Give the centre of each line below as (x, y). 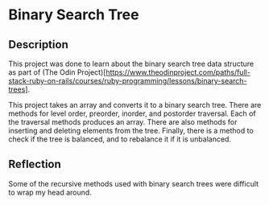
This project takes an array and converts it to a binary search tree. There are (135, 105)
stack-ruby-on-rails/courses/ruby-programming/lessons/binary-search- (128, 81)
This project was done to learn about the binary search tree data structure (131, 64)
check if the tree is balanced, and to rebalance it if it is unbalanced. (120, 139)
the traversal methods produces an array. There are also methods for (123, 122)
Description (38, 45)
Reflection (35, 164)
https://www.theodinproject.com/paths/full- (178, 72)
